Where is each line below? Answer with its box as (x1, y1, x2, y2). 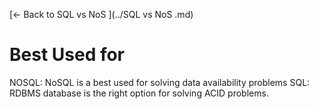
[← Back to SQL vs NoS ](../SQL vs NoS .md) (9, 9, 194, 20)
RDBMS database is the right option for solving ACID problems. (9, 87, 269, 99)
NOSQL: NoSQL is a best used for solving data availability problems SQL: (9, 76, 311, 88)
